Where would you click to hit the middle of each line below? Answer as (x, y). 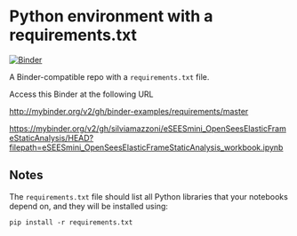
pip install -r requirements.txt (71, 222)
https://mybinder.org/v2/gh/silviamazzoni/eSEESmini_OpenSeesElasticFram (148, 128)
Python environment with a (111, 16)
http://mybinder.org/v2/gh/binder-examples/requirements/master (129, 111)
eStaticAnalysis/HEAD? (52, 138)
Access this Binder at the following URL (81, 94)
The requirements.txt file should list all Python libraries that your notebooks (149, 196)
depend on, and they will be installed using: (89, 206)
